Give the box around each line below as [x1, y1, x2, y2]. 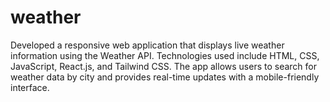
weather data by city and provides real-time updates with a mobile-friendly [10, 71, 320, 83]
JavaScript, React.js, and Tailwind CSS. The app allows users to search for [10, 60, 317, 72]
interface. [10, 81, 50, 93]
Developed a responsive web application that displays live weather [10, 39, 285, 51]
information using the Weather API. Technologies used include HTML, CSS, [10, 49, 320, 61]
